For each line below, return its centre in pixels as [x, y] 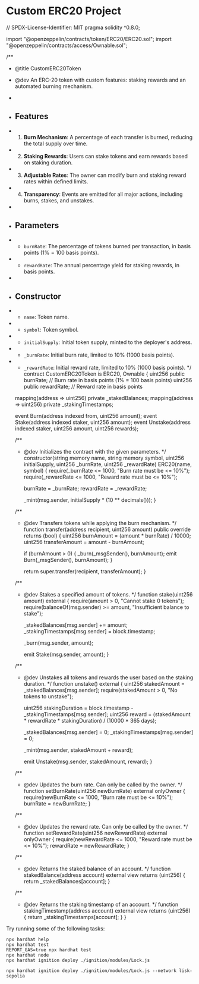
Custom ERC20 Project [64, 11]
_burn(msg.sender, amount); [59, 643]
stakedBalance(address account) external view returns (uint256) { [104, 875]
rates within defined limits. [56, 181]
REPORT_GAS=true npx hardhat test [49, 950]
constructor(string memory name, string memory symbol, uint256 [104, 458]
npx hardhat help [28, 940]
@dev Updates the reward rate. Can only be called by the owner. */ [106, 827]
